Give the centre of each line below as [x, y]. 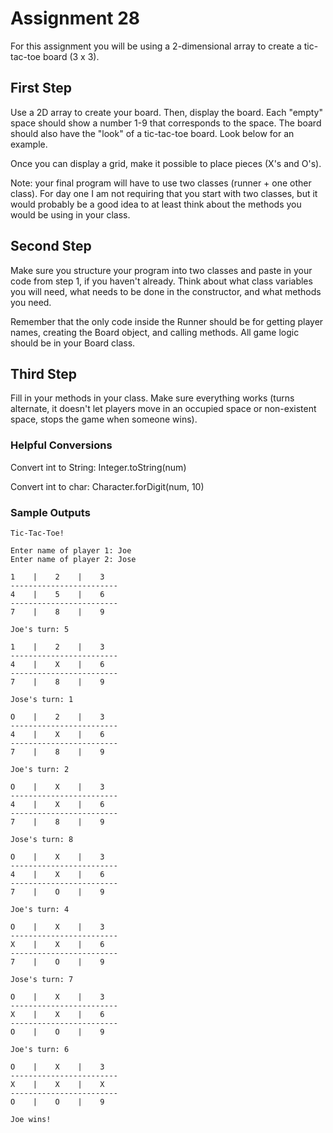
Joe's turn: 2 [40, 769]
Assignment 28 [75, 18]
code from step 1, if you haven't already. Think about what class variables [161, 281]
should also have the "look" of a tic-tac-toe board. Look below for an [152, 133]
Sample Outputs [50, 512]
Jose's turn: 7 [42, 979]
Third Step [44, 373]
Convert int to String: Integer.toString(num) [98, 467]
